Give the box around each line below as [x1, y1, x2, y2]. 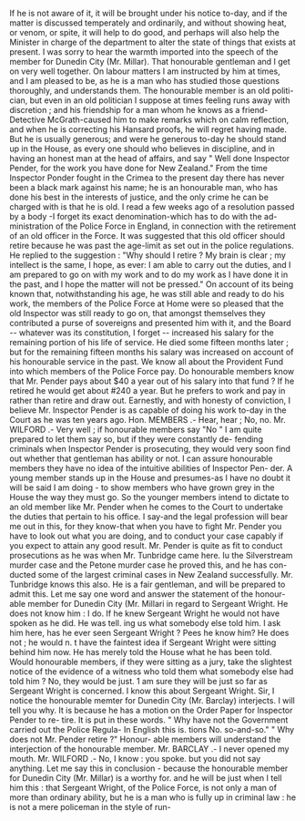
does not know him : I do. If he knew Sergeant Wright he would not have [9, 608, 280, 619]
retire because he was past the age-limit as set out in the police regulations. [9, 241, 294, 251]
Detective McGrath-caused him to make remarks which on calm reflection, [9, 114, 290, 125]
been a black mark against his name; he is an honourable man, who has [9, 182, 279, 192]
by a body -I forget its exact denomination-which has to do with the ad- [9, 211, 278, 221]
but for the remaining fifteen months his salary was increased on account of [9, 346, 294, 357]
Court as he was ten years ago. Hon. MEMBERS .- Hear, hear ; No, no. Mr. [9, 415, 287, 425]
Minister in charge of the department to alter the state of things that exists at [9, 36, 296, 47]
